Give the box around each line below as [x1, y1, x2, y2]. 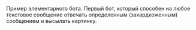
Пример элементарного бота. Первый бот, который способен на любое [6, 5, 191, 12]
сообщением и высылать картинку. [6, 18, 97, 24]
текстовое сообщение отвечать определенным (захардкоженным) [6, 11, 178, 18]
